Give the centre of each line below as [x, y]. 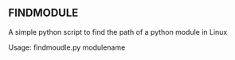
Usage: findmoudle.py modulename [67, 47]
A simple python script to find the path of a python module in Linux [118, 32]
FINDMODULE [43, 13]
